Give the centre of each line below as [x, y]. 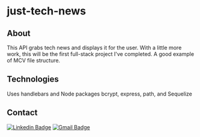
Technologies [33, 79]
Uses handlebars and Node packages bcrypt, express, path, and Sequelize [100, 94]
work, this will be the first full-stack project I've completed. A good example [101, 54]
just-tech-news [47, 11]
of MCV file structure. [34, 60]
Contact [22, 113]
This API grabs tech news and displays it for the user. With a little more [94, 47]
